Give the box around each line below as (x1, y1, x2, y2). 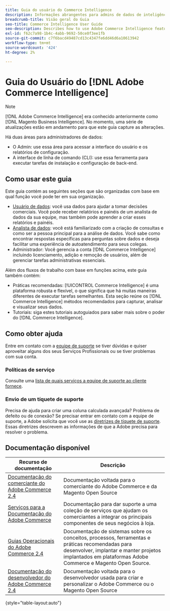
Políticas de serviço (5, 366, 55, 373)
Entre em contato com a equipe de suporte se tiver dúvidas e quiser (5, 343, 147, 349)
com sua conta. (5, 353, 38, 360)
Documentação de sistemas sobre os (63, 528, 152, 535)
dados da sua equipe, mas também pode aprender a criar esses (12, 214, 146, 221)
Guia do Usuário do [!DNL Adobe (5, 76, 144, 88)
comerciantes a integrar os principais (63, 513, 152, 520)
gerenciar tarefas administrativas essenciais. (12, 257, 106, 264)
